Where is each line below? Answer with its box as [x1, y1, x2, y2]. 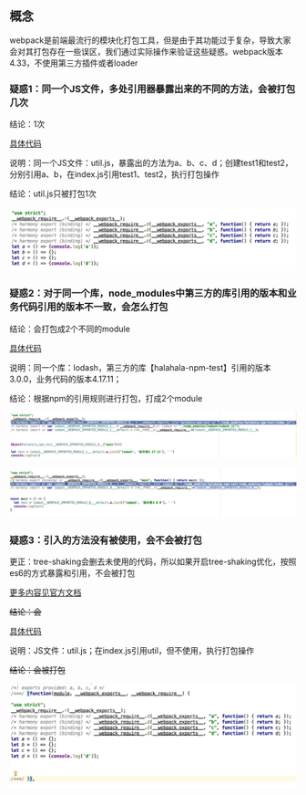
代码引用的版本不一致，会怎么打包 [18, 300, 168, 313]
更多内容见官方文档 [9, 587, 82, 598]
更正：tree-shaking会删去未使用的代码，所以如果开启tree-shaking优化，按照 [9, 556, 297, 568]
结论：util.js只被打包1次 [9, 188, 97, 199]
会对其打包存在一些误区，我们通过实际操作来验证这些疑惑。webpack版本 [9, 46, 284, 57]
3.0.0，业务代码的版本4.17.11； [9, 373, 122, 384]
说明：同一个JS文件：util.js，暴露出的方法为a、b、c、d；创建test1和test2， [9, 158, 293, 169]
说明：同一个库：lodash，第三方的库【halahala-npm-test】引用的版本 [9, 361, 271, 372]
